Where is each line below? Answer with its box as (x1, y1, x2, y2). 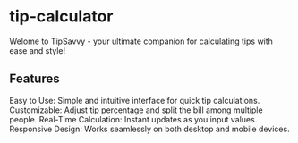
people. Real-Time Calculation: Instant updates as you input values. (9, 114, 258, 124)
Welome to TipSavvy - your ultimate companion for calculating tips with (9, 36, 273, 46)
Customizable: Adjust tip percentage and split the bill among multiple (9, 105, 263, 115)
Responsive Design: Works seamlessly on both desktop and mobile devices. (9, 123, 290, 134)
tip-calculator (9, 6, 114, 27)
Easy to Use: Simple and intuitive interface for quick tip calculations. (9, 95, 260, 105)
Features (9, 71, 60, 87)
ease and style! (9, 45, 66, 55)
